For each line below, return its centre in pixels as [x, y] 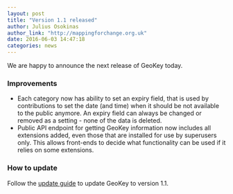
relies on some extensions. [55, 150]
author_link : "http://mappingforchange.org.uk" [77, 33]
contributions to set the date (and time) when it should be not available [118, 106]
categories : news [32, 46]
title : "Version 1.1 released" [52, 20]
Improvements [32, 83]
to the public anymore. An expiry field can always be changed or [110, 113]
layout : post [26, 14]
